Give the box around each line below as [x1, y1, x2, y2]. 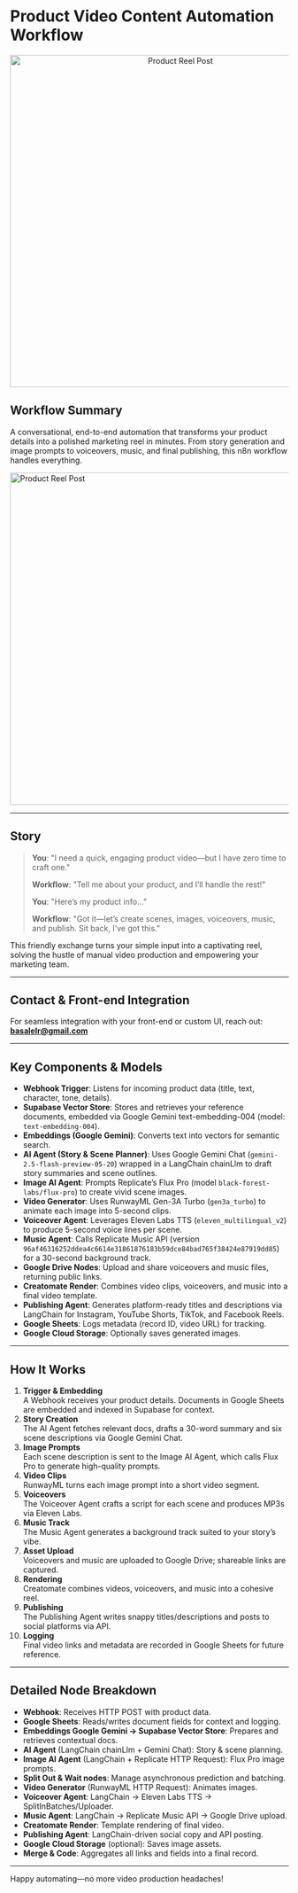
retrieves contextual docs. [22, 1734, 118, 1745]
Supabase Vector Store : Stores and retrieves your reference [22, 1102, 244, 1113]
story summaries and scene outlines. [22, 1168, 158, 1179]
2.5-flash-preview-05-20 [22, 1160, 115, 1169]
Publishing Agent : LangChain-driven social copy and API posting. [22, 1828, 264, 1840]
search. [22, 1140, 51, 1150]
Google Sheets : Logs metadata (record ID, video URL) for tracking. [22, 1319, 267, 1329]
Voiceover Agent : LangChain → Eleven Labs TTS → [22, 1791, 212, 1802]
